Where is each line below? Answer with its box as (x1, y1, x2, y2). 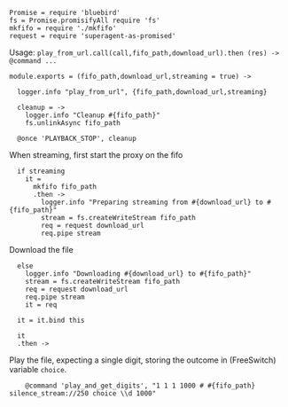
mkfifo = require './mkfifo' (9, 24, 117, 33)
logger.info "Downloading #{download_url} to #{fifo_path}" (25, 270, 252, 278)
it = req (25, 301, 58, 309)
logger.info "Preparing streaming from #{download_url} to (41, 198, 264, 207)
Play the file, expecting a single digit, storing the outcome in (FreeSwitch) (9, 355, 276, 365)
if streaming (17, 167, 66, 176)
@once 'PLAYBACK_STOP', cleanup (17, 134, 137, 143)
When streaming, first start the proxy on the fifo (9, 150, 183, 160)
